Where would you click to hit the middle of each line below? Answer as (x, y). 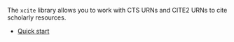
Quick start (33, 31)
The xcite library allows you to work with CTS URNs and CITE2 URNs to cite (117, 10)
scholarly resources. (37, 17)
